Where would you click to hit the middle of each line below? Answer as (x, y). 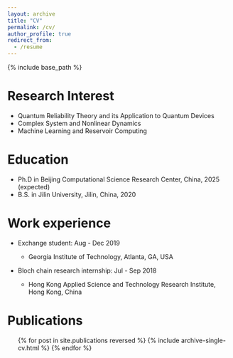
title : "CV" (25, 21)
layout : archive (31, 14)
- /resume (28, 47)
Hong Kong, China (55, 292)
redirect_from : (30, 41)
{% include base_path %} (45, 67)
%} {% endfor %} (66, 348)
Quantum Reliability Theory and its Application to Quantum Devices (116, 115)
